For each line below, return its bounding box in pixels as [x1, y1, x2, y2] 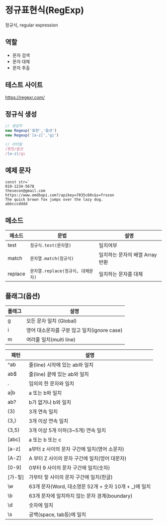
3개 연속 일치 [29, 408, 58, 415]
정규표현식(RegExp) [5, 4, 84, 16]
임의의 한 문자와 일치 [29, 380, 75, 387]
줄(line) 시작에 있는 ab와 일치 [29, 361, 93, 368]
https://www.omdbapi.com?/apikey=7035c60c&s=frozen [5, 193, 114, 198]
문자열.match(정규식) [30, 256, 74, 262]
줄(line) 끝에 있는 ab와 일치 [29, 371, 89, 378]
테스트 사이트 [5, 81, 43, 89]
